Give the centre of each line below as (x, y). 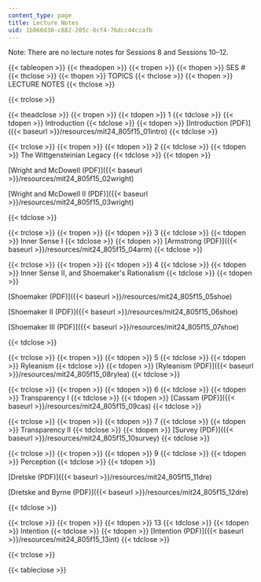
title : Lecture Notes (44, 23)
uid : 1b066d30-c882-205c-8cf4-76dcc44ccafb (81, 30)
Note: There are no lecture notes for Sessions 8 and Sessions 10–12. (118, 53)
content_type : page (40, 15)
